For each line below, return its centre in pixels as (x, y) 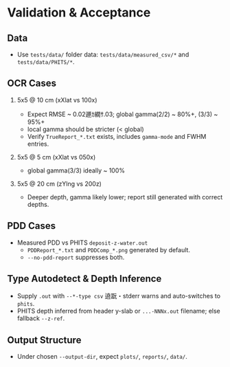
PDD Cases (32, 226)
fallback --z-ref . (41, 318)
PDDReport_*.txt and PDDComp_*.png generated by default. (109, 249)
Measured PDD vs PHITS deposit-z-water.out (82, 243)
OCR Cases (32, 84)
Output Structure (44, 340)
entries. (38, 144)
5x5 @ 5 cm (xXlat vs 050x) (56, 157)
